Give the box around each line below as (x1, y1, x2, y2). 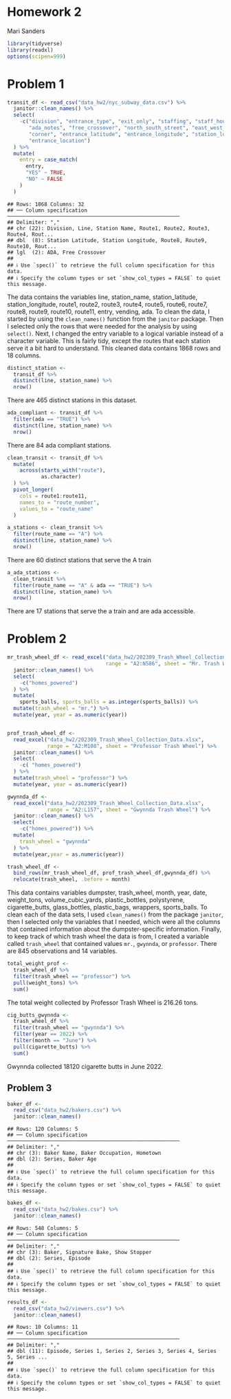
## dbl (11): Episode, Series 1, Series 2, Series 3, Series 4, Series (7, 1348, 217, 1355)
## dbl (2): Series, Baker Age (7, 1156, 97, 1163)
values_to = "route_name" (19, 505, 94, 512)
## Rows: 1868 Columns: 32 (7, 201, 85, 208)
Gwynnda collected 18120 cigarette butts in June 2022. (7, 1062, 164, 1070)
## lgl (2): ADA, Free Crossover (7, 249, 107, 256)
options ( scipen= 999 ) (7, 53, 67, 60)
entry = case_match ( (19, 156, 78, 164)
